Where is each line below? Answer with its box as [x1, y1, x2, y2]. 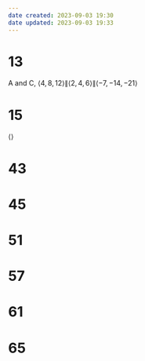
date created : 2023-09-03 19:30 [8, 11, 114, 20]
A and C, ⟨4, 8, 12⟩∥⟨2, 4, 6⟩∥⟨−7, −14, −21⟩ [8, 78, 138, 88]
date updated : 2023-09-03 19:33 [8, 19, 114, 27]
